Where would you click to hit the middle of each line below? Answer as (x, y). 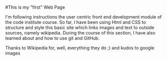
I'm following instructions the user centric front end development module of (83, 17)
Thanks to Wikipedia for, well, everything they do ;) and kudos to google (80, 48)
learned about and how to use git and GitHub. (52, 38)
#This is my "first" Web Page (35, 7)
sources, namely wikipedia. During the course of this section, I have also (80, 33)
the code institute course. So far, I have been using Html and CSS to (76, 22)
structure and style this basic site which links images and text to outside (80, 27)
